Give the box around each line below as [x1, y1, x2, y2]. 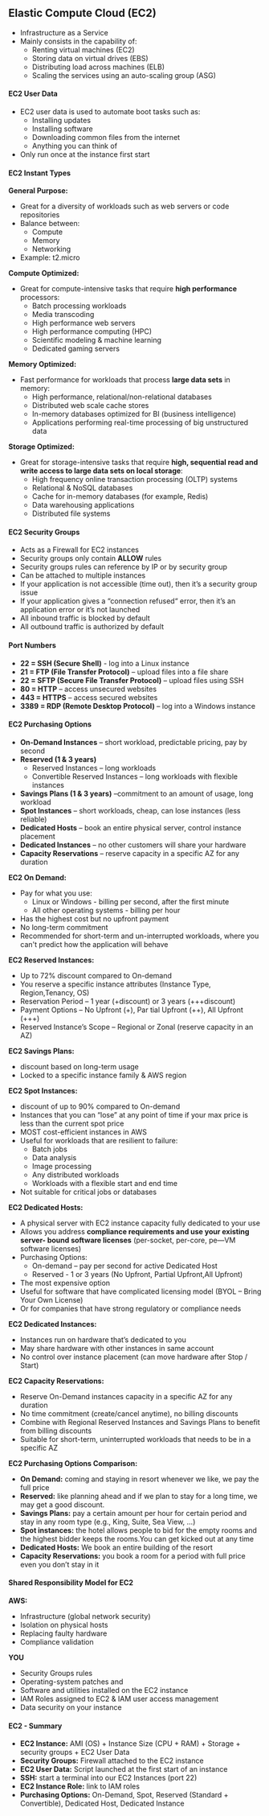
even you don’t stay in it [19, 1559, 100, 1569]
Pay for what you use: [19, 888, 92, 898]
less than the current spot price [19, 1118, 124, 1128]
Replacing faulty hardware [19, 1629, 108, 1638]
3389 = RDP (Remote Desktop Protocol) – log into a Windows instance [19, 701, 255, 710]
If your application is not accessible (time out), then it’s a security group [19, 579, 258, 589]
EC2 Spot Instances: [8, 1085, 78, 1095]
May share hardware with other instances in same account [19, 1343, 214, 1353]
